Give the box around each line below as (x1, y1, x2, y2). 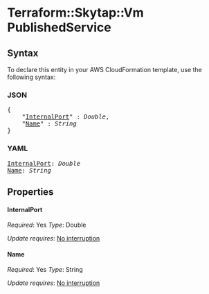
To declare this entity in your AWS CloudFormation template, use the (7, 66, 202, 73)
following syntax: (7, 73, 56, 81)
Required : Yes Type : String (7, 266, 83, 274)
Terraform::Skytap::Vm (7, 5, 144, 21)
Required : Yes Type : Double (7, 220, 87, 230)
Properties (7, 186, 54, 198)
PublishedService (7, 19, 112, 35)
